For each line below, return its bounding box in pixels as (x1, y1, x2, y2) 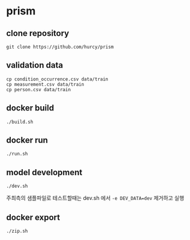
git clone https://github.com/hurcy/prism (6, 44, 114, 50)
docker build (6, 103, 55, 113)
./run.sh (6, 151, 28, 157)
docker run (6, 135, 48, 145)
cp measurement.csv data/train (6, 81, 85, 88)
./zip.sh (6, 228, 28, 235)
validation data (6, 60, 64, 70)
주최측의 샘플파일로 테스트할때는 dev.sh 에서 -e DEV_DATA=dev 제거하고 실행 (6, 194, 185, 202)
